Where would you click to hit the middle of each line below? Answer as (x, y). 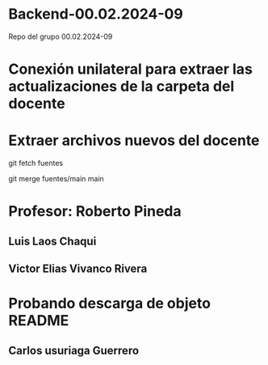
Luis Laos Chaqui (52, 241)
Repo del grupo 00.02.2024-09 (61, 36)
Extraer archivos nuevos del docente (134, 140)
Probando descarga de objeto (110, 303)
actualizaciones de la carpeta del (121, 87)
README (39, 321)
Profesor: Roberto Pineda (95, 212)
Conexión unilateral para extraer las (130, 69)
